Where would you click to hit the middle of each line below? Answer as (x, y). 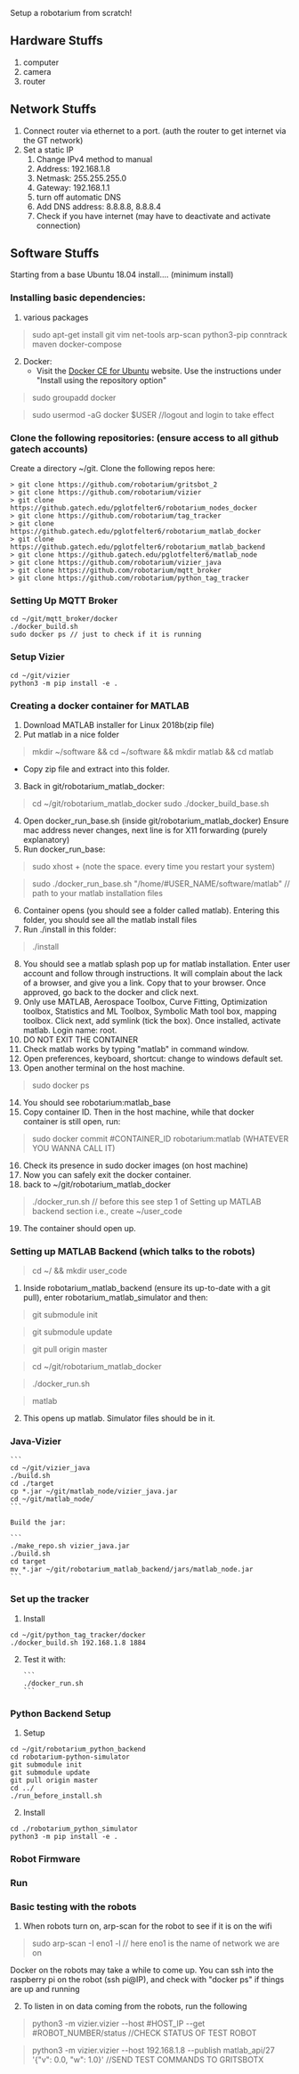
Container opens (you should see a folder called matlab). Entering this (151, 910)
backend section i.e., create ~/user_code (107, 1211)
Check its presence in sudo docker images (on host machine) (135, 1165)
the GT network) (53, 140)
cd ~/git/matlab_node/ (52, 1499)
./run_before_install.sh (56, 1796)
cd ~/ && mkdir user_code (79, 1271)
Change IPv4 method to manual (94, 159)
